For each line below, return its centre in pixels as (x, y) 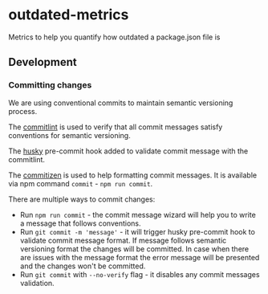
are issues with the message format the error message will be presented (140, 257)
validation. (37, 283)
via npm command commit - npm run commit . (81, 183)
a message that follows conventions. (81, 223)
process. (23, 111)
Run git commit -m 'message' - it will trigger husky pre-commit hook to (137, 231)
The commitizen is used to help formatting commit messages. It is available (133, 175)
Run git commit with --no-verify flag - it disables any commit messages (140, 274)
